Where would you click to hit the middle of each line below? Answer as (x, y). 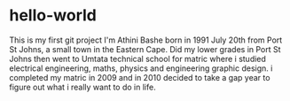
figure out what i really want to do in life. (83, 87)
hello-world (53, 16)
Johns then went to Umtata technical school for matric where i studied (137, 58)
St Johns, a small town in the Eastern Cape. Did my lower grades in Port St (145, 49)
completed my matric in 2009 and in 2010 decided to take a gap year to (140, 77)
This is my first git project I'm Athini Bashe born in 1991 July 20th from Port (146, 40)
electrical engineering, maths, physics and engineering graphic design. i (141, 68)
